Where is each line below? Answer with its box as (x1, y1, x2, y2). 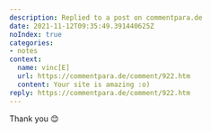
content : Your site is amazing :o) (17, 80, 151, 89)
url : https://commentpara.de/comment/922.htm (17, 72, 191, 81)
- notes (9, 47, 39, 56)
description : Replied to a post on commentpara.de (9, 13, 203, 22)
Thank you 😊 (9, 113, 59, 124)
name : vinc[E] (17, 64, 70, 73)
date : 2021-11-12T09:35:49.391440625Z (9, 22, 154, 31)
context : (9, 55, 42, 64)
